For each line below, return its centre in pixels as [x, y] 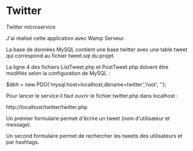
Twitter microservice [31, 27]
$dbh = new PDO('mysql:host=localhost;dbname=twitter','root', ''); [86, 84]
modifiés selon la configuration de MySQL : [58, 73]
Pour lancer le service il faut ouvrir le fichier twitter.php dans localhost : [92, 96]
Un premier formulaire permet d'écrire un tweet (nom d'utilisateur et [88, 118]
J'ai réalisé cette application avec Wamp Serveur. [66, 38]
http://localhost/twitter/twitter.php [47, 107]
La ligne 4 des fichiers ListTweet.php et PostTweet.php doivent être [87, 67]
